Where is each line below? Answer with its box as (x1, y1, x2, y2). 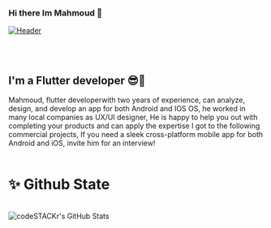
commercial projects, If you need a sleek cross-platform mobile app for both (8, 130, 264, 140)
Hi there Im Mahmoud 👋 (8, 7, 103, 19)
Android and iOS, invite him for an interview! (8, 138, 156, 148)
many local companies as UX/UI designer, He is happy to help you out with (8, 113, 258, 123)
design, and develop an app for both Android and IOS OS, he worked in (8, 104, 246, 114)
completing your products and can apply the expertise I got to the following (8, 121, 260, 131)
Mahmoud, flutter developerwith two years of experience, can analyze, (8, 95, 246, 105)
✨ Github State (8, 175, 110, 194)
